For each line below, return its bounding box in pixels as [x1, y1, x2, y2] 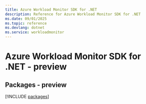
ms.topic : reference [5, 21, 47, 26]
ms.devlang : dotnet [5, 25, 45, 30]
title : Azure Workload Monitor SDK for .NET [5, 7, 97, 12]
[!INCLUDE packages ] [5, 94, 49, 99]
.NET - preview [5, 62, 67, 72]
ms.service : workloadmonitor [5, 30, 64, 35]
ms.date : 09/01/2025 [5, 16, 47, 21]
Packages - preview [5, 81, 67, 89]
